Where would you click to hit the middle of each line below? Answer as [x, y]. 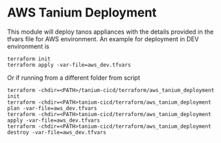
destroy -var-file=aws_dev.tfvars [57, 132]
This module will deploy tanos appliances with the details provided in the [110, 32]
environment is [28, 46]
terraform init [29, 59]
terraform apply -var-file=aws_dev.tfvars [69, 65]
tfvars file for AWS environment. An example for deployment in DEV [103, 38]
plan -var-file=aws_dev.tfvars [52, 108]
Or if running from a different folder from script [74, 78]
